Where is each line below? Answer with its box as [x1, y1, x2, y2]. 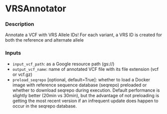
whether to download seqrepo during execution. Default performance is [12, 87, 160, 93]
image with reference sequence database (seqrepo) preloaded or [12, 82, 147, 88]
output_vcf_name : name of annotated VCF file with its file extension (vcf [12, 66, 159, 72]
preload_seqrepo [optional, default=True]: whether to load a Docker [12, 76, 151, 82]
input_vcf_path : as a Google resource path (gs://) [12, 60, 115, 67]
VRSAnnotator [5, 3, 66, 14]
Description [5, 21, 34, 28]
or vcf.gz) [12, 71, 32, 77]
